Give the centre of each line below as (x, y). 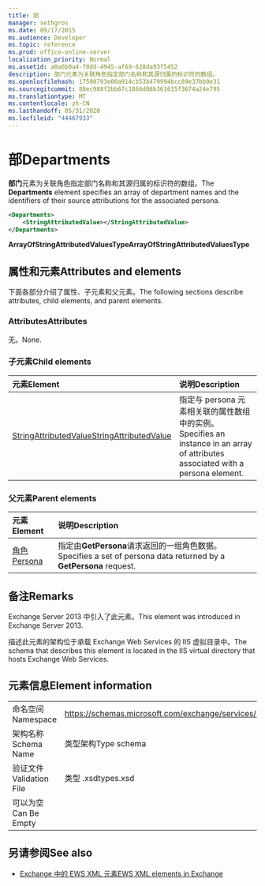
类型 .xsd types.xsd (99, 778)
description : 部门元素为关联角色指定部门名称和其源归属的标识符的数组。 (114, 74)
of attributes (202, 453)
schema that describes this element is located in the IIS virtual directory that (132, 650)
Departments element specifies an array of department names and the (123, 192)
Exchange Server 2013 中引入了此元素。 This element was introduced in (124, 616)
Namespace (35, 719)
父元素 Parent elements (52, 498)
